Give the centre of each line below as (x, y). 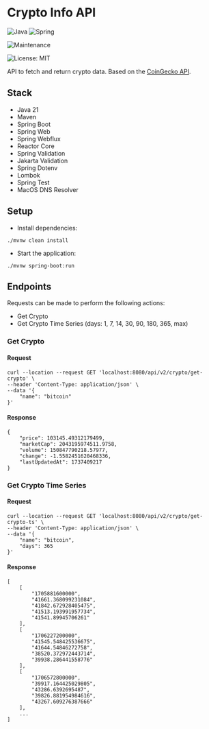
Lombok (29, 175)
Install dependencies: (47, 228)
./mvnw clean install (38, 240)
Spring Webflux (39, 139)
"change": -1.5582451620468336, (65, 456)
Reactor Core (36, 146)
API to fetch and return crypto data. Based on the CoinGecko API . (99, 71)
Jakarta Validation (42, 160)
